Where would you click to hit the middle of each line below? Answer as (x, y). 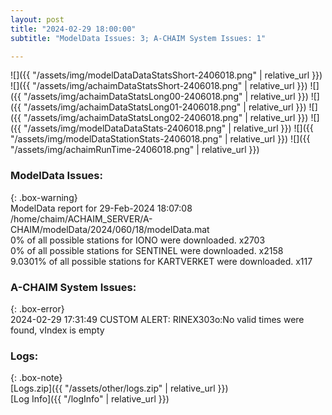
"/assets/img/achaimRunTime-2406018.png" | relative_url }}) (135, 150)
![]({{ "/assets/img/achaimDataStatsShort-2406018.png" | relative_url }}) (159, 86)
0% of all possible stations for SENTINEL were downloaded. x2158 (147, 250)
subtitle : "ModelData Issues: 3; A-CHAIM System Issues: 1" (138, 38)
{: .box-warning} (44, 197)
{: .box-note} (36, 378)
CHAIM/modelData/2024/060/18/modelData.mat (110, 229)
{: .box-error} (37, 308)
